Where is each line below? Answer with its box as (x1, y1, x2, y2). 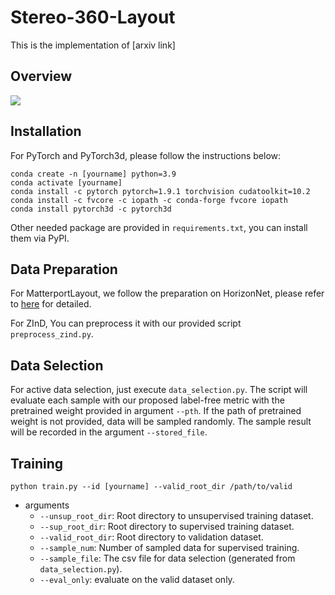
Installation (10, 123, 82, 140)
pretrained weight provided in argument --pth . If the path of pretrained (10, 405, 302, 417)
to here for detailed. (10, 298, 92, 310)
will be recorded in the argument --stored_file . (10, 426, 208, 438)
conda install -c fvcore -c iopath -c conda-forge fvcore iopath (10, 195, 288, 205)
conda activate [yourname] (10, 177, 123, 188)
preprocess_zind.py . (10, 328, 94, 340)
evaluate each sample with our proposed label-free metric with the (10, 394, 285, 406)
